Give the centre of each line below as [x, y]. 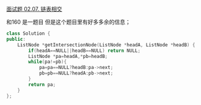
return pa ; [42, 84]
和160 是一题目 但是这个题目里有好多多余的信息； [69, 22]
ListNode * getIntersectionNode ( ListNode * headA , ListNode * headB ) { [106, 45]
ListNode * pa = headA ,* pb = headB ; [68, 56]
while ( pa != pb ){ [48, 62]
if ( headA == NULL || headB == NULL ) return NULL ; [84, 51]
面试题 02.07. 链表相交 [34, 9]
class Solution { [28, 34]
